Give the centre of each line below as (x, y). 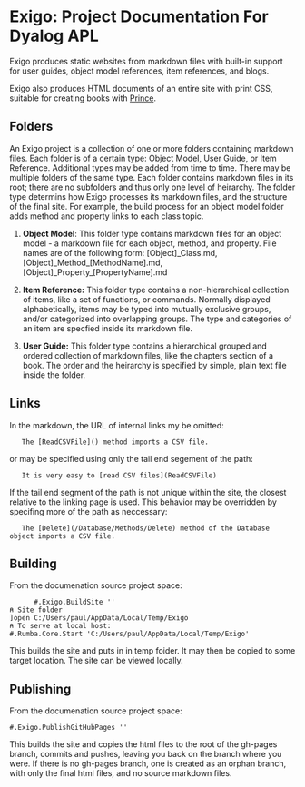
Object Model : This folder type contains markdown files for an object (152, 233)
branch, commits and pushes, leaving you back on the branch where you (146, 754)
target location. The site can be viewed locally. (96, 661)
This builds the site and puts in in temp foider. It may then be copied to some (152, 651)
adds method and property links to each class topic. (107, 216)
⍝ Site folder (36, 610)
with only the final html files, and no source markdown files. (121, 773)
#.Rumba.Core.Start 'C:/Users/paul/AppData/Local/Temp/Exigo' (129, 634)
